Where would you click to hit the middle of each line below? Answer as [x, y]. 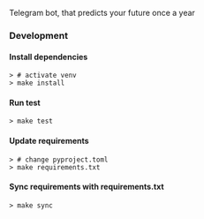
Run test [25, 102]
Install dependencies [49, 57]
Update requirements [49, 140]
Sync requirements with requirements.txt [87, 187]
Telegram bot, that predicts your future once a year [102, 13]
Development [39, 35]
